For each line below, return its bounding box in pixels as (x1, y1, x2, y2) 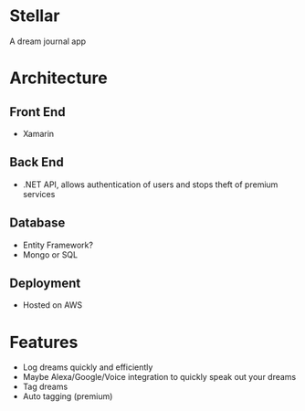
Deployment (9, 275, 81, 290)
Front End (9, 104, 66, 120)
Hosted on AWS (22, 300, 83, 311)
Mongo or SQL (22, 248, 79, 260)
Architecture (9, 68, 108, 89)
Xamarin (22, 128, 55, 139)
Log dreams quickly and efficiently (22, 362, 153, 373)
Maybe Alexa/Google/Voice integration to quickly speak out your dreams (22, 372, 297, 383)
